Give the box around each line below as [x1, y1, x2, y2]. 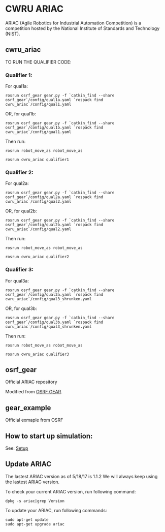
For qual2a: [5, 180, 29, 186]
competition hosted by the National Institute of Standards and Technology [5, 25, 160, 31]
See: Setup [5, 445, 28, 451]
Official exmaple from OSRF [5, 417, 63, 423]
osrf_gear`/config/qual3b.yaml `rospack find [5, 320, 103, 325]
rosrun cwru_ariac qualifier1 [5, 157, 70, 163]
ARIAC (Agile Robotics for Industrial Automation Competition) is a [5, 20, 142, 26]
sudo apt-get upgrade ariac [5, 521, 65, 526]
